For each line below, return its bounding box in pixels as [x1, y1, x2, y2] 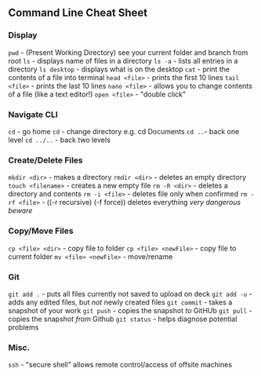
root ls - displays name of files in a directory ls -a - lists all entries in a [8, 56, 238, 65]
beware [8, 206, 33, 215]
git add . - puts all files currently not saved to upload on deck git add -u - [8, 289, 252, 298]
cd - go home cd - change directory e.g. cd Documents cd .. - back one [8, 126, 240, 136]
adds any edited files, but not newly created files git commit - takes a [8, 298, 233, 307]
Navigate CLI [8, 109, 59, 120]
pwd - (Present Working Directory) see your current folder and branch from [8, 47, 248, 57]
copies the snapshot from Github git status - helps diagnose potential [8, 314, 237, 323]
